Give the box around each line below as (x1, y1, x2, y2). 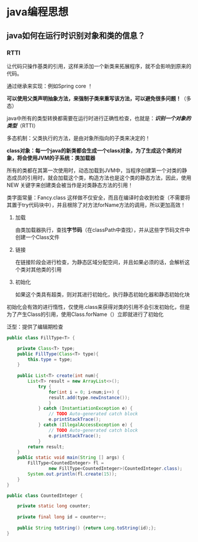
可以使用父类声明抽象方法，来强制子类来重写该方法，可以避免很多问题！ (6, 95, 181, 102)
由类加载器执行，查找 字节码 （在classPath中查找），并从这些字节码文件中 (15, 226, 190, 233)
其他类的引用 (30, 265, 62, 273)
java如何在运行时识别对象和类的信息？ (6, 31, 146, 41)
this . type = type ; (28, 356, 73, 362)
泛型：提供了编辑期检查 (6, 323, 63, 330)
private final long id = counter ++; (17, 514, 107, 520)
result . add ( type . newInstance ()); (48, 395, 131, 400)
